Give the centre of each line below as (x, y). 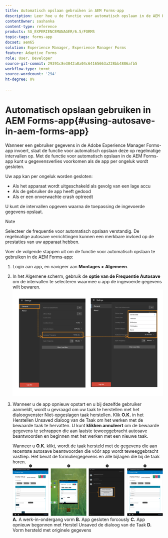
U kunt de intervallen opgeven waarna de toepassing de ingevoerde (75, 206)
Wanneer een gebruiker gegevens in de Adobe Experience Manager (75, 145)
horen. (19, 462)
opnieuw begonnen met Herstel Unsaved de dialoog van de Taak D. (82, 525)
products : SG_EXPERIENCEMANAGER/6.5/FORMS (50, 32)
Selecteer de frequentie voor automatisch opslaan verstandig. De (72, 231)
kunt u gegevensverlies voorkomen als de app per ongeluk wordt (81, 161)
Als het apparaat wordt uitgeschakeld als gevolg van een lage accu (81, 186)
